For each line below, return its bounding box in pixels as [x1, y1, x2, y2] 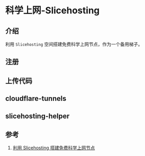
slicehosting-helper [5, 112, 70, 120]
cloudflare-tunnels [5, 94, 66, 103]
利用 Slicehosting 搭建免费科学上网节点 [12, 145, 95, 151]
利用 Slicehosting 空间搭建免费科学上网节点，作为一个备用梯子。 [5, 41, 143, 47]
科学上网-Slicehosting [5, 5, 100, 16]
